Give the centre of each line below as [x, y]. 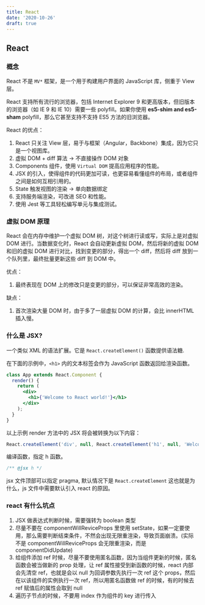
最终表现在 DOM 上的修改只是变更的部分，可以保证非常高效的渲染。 [101, 285]
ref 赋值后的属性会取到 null [49, 588]
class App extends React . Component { [54, 375]
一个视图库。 [37, 151]
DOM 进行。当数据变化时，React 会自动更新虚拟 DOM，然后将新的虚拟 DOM [103, 244]
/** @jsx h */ [24, 468]
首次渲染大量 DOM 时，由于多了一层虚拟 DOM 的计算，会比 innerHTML [104, 311]
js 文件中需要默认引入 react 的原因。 [68, 488]
